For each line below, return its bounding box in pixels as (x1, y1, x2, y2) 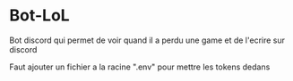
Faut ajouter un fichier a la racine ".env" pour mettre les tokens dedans (9, 61, 271, 72)
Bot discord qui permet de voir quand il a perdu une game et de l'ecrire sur (9, 35, 285, 45)
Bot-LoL (9, 5, 70, 26)
